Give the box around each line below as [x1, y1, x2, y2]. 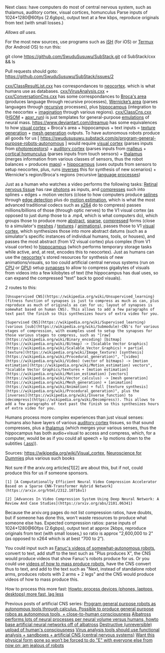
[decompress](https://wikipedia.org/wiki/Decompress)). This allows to [5, 397, 155, 402]
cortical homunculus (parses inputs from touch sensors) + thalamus [5, 151, 142, 157]
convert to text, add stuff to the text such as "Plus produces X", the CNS [5, 550, 151, 556]
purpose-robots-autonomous [5, 140, 64, 146]
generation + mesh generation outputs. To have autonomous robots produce [5, 130, 160, 136]
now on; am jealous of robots [5, 643, 64, 648]
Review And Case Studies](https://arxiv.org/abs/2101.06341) [5, 501, 133, 506]
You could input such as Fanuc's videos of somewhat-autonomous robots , [5, 545, 156, 551]
